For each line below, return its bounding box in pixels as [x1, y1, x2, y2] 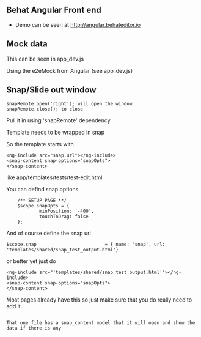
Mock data [6, 39, 48, 50]
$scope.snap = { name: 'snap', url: [6, 242, 166, 248]
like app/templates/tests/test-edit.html [6, 174, 103, 181]
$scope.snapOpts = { [17, 203, 70, 209]
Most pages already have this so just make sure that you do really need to [6, 296, 192, 303]
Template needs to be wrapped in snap [6, 128, 105, 136]
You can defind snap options [6, 186, 79, 193]
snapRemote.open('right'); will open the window [6, 101, 133, 107]
